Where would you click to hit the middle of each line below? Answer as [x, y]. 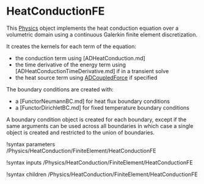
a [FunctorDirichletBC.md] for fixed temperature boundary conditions [102, 107]
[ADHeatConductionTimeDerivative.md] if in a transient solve [92, 71]
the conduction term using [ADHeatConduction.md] [80, 58]
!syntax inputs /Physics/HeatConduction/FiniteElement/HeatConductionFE [100, 162]
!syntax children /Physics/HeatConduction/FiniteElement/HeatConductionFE [102, 174]
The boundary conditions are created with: [60, 89]
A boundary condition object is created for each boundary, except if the [97, 119]
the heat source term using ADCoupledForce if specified [86, 77]
